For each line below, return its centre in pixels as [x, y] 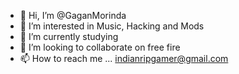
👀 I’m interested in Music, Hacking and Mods [112, 26]
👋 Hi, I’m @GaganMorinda [73, 15]
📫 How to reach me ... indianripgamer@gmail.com [124, 58]
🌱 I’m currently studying [69, 36]
